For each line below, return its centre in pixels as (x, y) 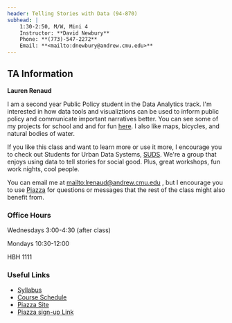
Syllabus (29, 290)
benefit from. (26, 197)
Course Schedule (42, 297)
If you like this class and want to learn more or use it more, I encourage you (115, 147)
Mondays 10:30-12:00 (38, 244)
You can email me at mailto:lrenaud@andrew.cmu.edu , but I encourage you (115, 182)
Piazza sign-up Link (45, 312)
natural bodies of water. (41, 133)
